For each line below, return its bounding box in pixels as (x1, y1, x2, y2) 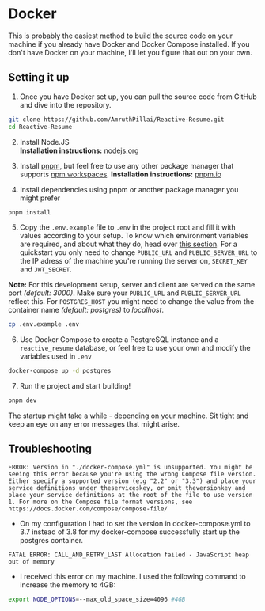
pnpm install (8, 208, 51, 216)
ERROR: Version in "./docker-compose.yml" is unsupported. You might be (8, 463, 253, 471)
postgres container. (19, 535, 84, 545)
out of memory (8, 557, 55, 566)
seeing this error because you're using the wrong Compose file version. (8, 470, 257, 478)
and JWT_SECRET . (19, 264, 73, 274)
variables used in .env (19, 351, 93, 361)
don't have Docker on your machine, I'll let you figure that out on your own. (8, 47, 253, 57)
